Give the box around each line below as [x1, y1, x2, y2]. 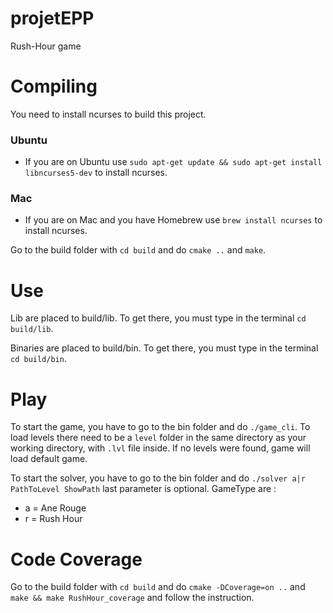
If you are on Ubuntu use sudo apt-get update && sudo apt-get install [24, 156, 323, 168]
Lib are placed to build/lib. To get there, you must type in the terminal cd [10, 312, 307, 324]
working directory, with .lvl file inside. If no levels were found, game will [10, 442, 311, 454]
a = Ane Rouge [24, 502, 87, 514]
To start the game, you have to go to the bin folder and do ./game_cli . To [10, 421, 311, 433]
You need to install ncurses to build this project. [10, 108, 207, 120]
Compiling [10, 75, 98, 98]
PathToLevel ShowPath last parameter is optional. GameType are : [10, 483, 277, 495]
